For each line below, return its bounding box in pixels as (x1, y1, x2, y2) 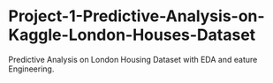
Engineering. (8, 64, 55, 74)
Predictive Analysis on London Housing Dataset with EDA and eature (8, 54, 258, 64)
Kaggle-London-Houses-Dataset (8, 25, 256, 45)
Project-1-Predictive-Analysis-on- (8, 6, 266, 26)
